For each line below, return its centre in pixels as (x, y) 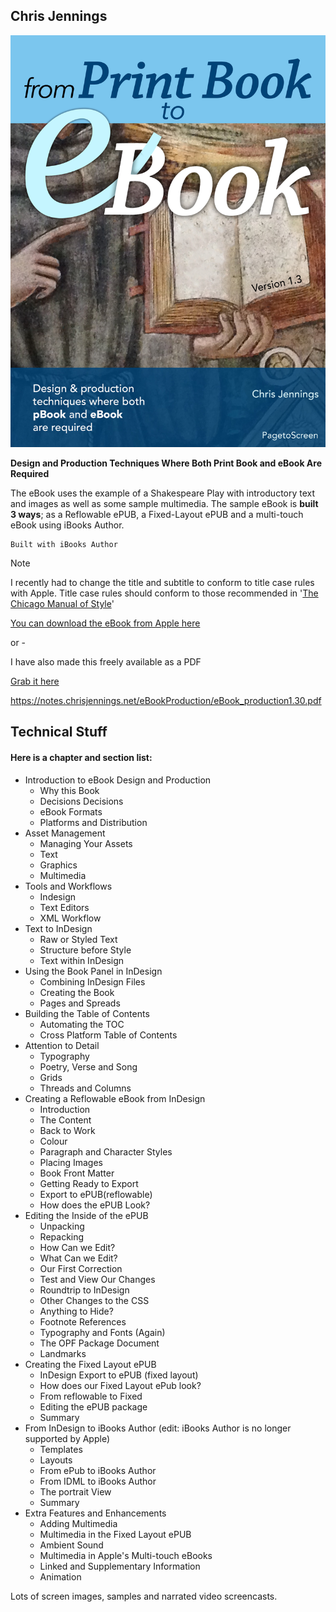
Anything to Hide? (76, 1311)
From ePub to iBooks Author (98, 1470)
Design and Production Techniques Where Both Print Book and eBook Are (166, 463)
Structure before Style (85, 950)
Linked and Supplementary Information (120, 1566)
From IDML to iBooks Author (98, 1481)
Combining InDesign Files (92, 981)
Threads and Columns (85, 1088)
